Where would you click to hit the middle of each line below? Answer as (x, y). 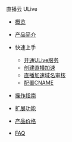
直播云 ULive (22, 9)
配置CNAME (39, 83)
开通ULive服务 (41, 60)
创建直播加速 (39, 68)
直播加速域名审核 (45, 75)
